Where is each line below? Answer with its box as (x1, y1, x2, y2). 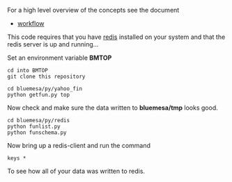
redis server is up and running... (7, 40, 99, 48)
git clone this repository (7, 73, 86, 80)
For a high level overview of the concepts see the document (7, 6, 180, 14)
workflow (17, 19, 45, 27)
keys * (7, 155, 26, 162)
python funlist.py (7, 123, 61, 130)
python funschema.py (7, 129, 68, 136)
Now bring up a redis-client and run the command (7, 142, 151, 149)
